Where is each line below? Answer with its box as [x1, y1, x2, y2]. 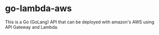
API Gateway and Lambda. [5, 24, 59, 30]
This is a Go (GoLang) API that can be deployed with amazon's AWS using [5, 19, 155, 25]
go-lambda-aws [5, 3, 72, 14]
